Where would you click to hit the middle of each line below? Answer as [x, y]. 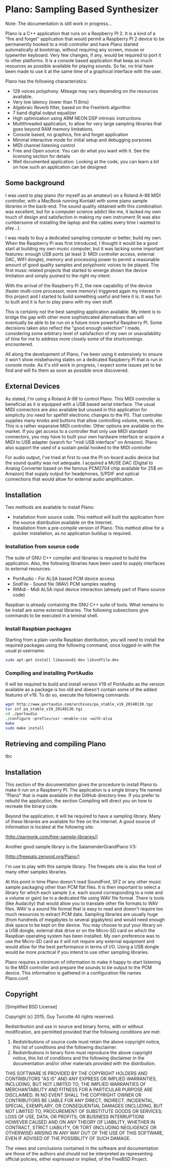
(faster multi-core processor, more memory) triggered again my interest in [83, 291]
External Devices [33, 386]
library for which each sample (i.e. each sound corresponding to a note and [84, 893]
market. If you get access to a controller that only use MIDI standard [76, 431]
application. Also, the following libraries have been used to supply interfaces [85, 563]
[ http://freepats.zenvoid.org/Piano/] [43, 857]
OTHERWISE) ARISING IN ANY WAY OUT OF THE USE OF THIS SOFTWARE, [84, 1133]
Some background [35, 183]
